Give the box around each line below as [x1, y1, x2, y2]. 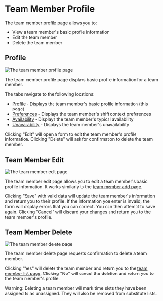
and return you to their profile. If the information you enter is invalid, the [5, 198, 150, 204]
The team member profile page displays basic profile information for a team [5, 76, 158, 82]
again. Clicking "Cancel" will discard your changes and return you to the [5, 209, 151, 215]
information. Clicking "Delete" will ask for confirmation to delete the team [5, 136, 153, 142]
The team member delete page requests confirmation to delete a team [5, 250, 147, 256]
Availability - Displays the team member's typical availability [12, 116, 134, 122]
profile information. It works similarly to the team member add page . [5, 183, 143, 190]
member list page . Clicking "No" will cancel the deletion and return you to [5, 271, 154, 276]
